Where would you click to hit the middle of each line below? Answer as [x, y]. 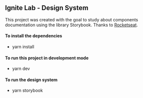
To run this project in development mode [47, 58]
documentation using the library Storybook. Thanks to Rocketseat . [71, 25]
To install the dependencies [34, 36]
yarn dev [21, 69]
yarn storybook [27, 90]
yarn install [23, 47]
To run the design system [31, 80]
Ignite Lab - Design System [47, 8]
